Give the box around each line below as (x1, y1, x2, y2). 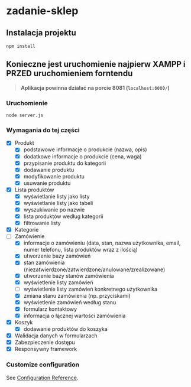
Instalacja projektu (6, 28, 77, 38)
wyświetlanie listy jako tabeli (23, 199, 93, 206)
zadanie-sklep (6, 4, 79, 18)
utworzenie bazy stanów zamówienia (23, 272, 114, 279)
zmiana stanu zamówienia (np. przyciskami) (23, 292, 131, 299)
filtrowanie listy (23, 220, 61, 227)
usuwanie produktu (23, 179, 71, 187)
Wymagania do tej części (6, 126, 80, 134)
